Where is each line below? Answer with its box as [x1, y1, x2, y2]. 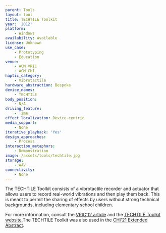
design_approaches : [5, 134, 46, 139]
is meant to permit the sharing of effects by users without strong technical [5, 197, 159, 203]
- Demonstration [14, 149, 49, 154]
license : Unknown [5, 40, 42, 45]
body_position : [5, 97, 37, 102]
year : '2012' [5, 21, 33, 27]
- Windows [14, 31, 35, 36]
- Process [14, 139, 35, 144]
